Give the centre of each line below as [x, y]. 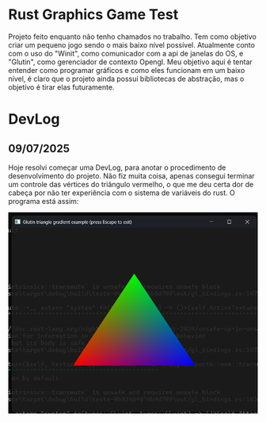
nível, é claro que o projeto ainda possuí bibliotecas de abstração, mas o [126, 79]
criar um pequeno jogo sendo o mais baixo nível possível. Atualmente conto [132, 44]
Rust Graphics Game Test [93, 15]
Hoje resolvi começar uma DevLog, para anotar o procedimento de [117, 167]
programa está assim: [44, 201]
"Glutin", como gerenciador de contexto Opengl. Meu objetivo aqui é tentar [131, 62]
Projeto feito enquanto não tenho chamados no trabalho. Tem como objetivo [133, 36]
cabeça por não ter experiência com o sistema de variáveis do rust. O [122, 193]
